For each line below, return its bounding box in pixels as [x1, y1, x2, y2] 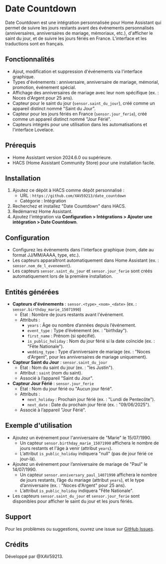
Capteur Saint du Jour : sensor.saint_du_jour [12, 360, 108, 365]
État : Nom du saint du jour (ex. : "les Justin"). [19, 365, 114, 371]
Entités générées [5, 288, 59, 296]
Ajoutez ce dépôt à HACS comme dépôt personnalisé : [12, 188, 125, 193]
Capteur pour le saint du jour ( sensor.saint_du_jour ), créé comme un [12, 100, 156, 106]
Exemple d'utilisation [5, 421, 72, 430]
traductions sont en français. [5, 40, 64, 46]
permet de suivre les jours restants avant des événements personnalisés [5, 24, 155, 30]
